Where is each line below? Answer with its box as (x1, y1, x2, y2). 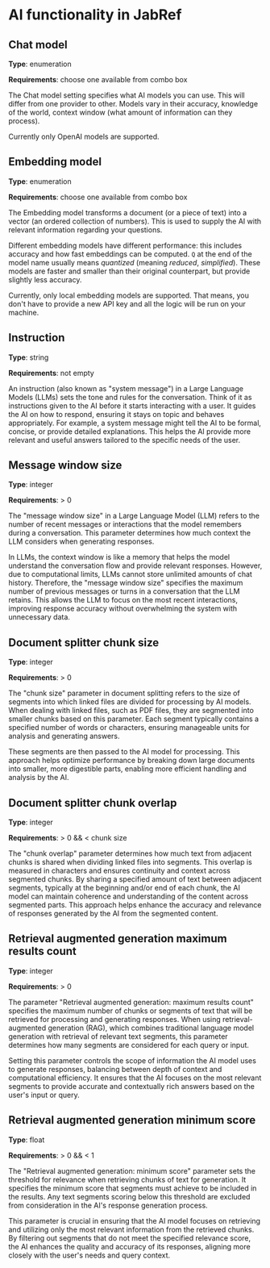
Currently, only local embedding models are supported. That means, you (8, 290, 250, 300)
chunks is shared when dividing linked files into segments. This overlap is (8, 857, 252, 867)
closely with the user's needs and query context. (8, 1250, 171, 1260)
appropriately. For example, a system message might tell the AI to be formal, (8, 418, 262, 428)
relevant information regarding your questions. (8, 224, 163, 235)
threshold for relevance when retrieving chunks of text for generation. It (8, 1174, 247, 1184)
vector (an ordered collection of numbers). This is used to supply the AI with (8, 216, 262, 226)
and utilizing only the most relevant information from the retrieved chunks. (8, 1224, 255, 1234)
